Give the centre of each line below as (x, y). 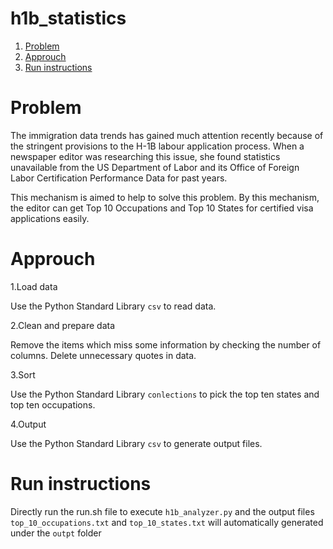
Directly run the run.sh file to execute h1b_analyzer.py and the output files (162, 511)
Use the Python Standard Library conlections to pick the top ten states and (165, 394)
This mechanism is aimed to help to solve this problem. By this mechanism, (165, 197)
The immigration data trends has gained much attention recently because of (167, 135)
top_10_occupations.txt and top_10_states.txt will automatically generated (167, 522)
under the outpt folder (56, 533)
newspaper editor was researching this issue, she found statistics (145, 156)
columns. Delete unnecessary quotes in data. (103, 355)
